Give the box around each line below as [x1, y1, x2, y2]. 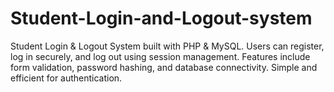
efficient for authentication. [10, 72, 123, 84]
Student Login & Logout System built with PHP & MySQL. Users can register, [10, 40, 325, 52]
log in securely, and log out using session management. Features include [10, 50, 311, 62]
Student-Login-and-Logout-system [10, 7, 313, 30]
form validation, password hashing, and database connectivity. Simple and [10, 61, 318, 73]
